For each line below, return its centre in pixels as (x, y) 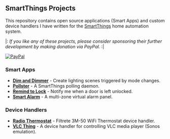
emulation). (24, 132)
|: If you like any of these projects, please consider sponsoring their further (84, 41)
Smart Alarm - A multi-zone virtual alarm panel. (63, 97)
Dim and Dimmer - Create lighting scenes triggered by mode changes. (87, 81)
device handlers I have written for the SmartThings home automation (77, 26)
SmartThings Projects (41, 8)
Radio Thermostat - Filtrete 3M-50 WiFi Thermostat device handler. (84, 121)
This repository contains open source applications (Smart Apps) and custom (85, 20)
